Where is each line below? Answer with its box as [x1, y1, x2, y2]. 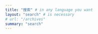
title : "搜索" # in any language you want [5, 7, 93, 12]
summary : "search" [5, 21, 43, 26]
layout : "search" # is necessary [5, 12, 75, 17]
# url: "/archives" [5, 16, 46, 21]
